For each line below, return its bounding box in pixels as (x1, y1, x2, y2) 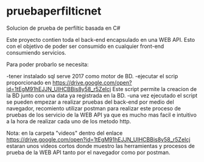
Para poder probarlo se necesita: (6, 61, 89, 68)
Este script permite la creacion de (112, 85, 197, 92)
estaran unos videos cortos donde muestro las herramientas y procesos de (6, 142, 195, 149)
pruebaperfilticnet (6, 4, 102, 18)
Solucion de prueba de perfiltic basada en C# (6, 24, 121, 32)
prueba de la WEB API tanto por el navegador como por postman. (6, 149, 171, 156)
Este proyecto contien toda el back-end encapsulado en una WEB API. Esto (6, 36, 195, 43)
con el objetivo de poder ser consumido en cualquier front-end (6, 42, 164, 50)
